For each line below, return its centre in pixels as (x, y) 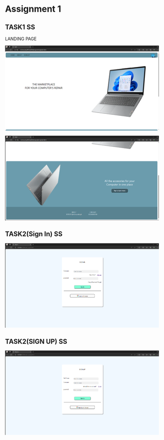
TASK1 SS (20, 27)
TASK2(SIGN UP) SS (36, 341)
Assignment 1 (33, 9)
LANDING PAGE (21, 39)
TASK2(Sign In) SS (34, 234)
